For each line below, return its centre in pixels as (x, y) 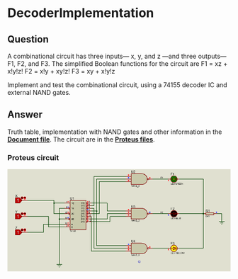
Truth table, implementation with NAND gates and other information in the (115, 132)
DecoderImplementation (81, 13)
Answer (25, 115)
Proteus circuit (33, 157)
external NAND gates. (39, 92)
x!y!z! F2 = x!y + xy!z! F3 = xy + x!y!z (61, 71)
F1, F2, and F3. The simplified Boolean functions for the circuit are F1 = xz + (118, 64)
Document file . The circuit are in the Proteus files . (81, 139)
